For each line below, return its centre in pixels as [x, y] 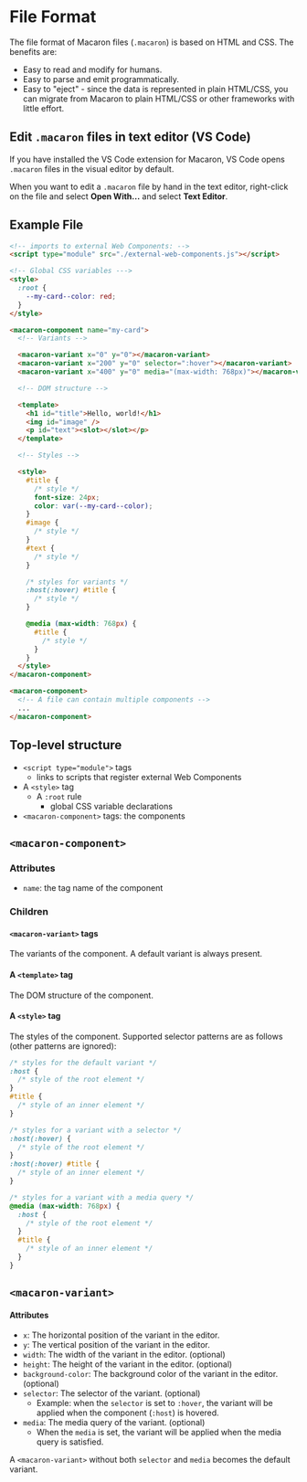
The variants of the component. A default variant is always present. [136, 954]
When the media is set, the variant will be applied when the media [159, 1433]
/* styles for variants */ [77, 582]
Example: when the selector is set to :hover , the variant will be [155, 1403]
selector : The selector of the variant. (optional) [111, 1393]
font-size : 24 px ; [67, 497]
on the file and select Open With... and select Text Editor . [119, 196]
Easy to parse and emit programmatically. [101, 79]
